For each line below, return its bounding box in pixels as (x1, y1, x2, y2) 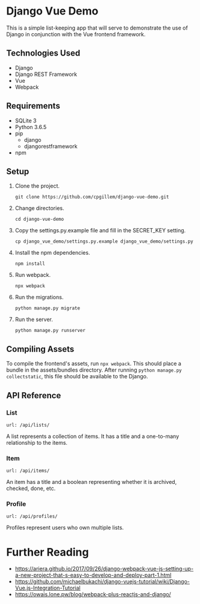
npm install (14, 261, 45, 267)
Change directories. (14, 205, 64, 212)
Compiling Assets (6, 344, 74, 354)
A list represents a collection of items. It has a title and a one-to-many (6, 433, 180, 440)
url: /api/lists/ (6, 422, 50, 428)
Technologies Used (6, 48, 80, 59)
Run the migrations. (14, 294, 64, 301)
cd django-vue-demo (14, 216, 64, 223)
